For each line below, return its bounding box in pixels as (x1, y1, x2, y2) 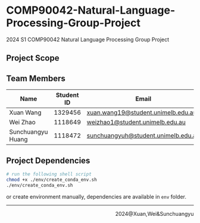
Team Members (6, 73, 65, 83)
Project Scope (6, 53, 60, 63)
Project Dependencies (6, 155, 90, 165)
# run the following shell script (6, 171, 92, 177)
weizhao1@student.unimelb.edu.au (86, 118, 186, 127)
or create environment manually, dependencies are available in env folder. (6, 193, 186, 200)
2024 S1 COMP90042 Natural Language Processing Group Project (6, 36, 170, 43)
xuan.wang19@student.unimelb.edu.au (86, 108, 197, 117)
